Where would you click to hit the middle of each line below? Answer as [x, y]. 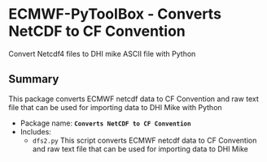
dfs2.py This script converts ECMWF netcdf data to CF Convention [144, 140]
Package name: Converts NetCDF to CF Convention [105, 123]
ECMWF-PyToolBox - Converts [115, 14]
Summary [34, 79]
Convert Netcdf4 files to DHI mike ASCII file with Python [102, 53]
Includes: [35, 131]
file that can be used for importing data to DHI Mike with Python [115, 107]
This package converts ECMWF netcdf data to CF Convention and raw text [133, 99]
